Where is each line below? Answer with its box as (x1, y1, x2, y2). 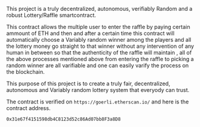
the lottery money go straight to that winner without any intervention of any (6, 42, 195, 50)
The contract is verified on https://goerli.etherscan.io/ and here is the (6, 98, 189, 105)
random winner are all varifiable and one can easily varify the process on (6, 62, 189, 69)
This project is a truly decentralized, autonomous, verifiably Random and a (6, 5, 193, 12)
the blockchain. (6, 68, 45, 75)
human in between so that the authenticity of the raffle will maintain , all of (6, 49, 192, 56)
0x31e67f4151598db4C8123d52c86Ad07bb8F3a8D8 (6, 116, 121, 122)
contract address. (6, 105, 50, 111)
